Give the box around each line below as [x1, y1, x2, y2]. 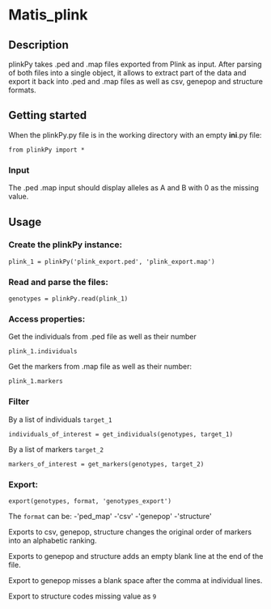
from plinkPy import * [8, 146, 85, 154]
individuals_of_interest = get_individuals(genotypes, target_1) [8, 430, 233, 438]
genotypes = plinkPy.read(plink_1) [8, 295, 129, 303]
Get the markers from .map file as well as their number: [8, 362, 193, 372]
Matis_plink [8, 6, 88, 24]
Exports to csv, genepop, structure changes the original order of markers [8, 526, 252, 536]
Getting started [8, 109, 87, 122]
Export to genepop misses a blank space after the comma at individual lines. [8, 575, 263, 585]
